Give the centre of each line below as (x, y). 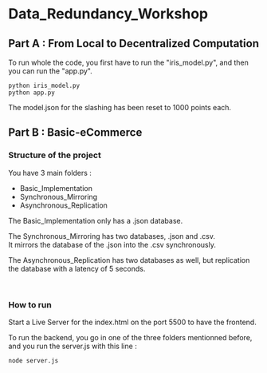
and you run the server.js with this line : (73, 346)
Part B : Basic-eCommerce (75, 133)
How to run (30, 304)
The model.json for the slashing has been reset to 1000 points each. (120, 107)
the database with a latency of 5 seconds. (77, 268)
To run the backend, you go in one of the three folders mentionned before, (130, 337)
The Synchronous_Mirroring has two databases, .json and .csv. (112, 236)
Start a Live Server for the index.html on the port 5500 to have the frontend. (132, 322)
